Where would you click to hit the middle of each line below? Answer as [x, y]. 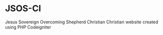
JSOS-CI [23, 9]
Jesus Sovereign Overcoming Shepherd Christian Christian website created [82, 22]
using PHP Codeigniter [28, 27]
